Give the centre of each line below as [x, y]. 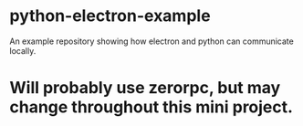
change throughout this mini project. [151, 107]
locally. [23, 50]
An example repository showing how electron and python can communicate [151, 41]
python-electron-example [110, 16]
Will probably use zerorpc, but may [145, 88]
